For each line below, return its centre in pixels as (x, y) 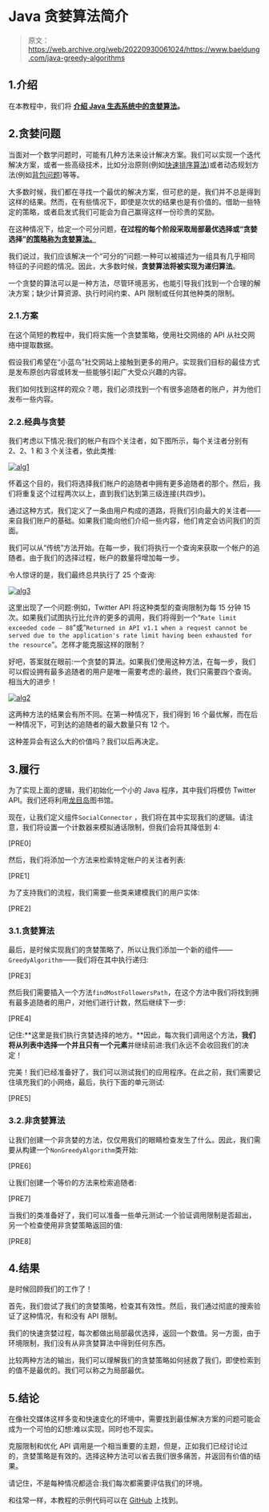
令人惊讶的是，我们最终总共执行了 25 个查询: (82, 575)
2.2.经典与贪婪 (37, 422)
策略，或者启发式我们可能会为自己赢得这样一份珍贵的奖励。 (120, 212)
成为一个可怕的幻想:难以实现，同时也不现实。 (83, 1429)
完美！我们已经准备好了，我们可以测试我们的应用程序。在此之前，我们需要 (131, 1072)
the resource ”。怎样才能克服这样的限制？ (77, 645)
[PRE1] (19, 875)
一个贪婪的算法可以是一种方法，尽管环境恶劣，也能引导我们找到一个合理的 (131, 283)
